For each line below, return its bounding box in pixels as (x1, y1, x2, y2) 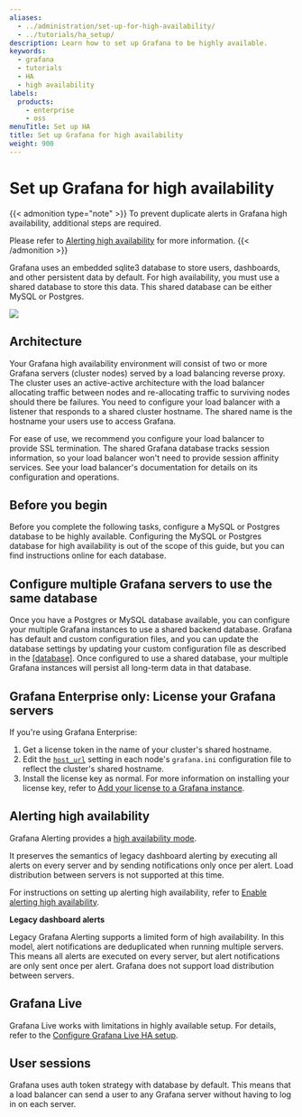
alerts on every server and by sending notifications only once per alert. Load (9, 860, 294, 870)
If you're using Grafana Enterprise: (9, 726, 138, 737)
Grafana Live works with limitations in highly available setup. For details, (9, 1019, 277, 1030)
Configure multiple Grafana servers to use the (9, 576, 273, 591)
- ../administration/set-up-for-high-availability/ (17, 22, 216, 31)
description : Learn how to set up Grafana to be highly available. (9, 38, 269, 48)
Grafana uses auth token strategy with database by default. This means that (9, 1080, 291, 1091)
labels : (9, 88, 39, 98)
